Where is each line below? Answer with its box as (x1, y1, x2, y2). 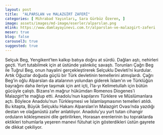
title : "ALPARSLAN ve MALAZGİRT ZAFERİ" (5, 12, 91, 17)
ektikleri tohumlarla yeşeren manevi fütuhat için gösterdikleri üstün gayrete (5, 119, 155, 125)
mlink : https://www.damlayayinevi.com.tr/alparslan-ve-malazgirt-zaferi (5, 25, 156, 30)
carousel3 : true (5, 39, 38, 44)
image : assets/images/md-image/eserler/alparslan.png (5, 20, 117, 26)
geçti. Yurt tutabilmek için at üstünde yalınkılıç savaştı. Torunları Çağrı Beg (5, 62, 154, 68)
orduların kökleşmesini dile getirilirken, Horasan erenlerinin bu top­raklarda (5, 114, 153, 119)
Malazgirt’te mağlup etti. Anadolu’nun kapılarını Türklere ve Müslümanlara (5, 93, 153, 99)
